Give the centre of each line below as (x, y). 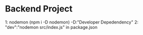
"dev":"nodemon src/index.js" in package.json (51, 27)
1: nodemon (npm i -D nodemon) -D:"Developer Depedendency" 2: (72, 22)
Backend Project (39, 9)
